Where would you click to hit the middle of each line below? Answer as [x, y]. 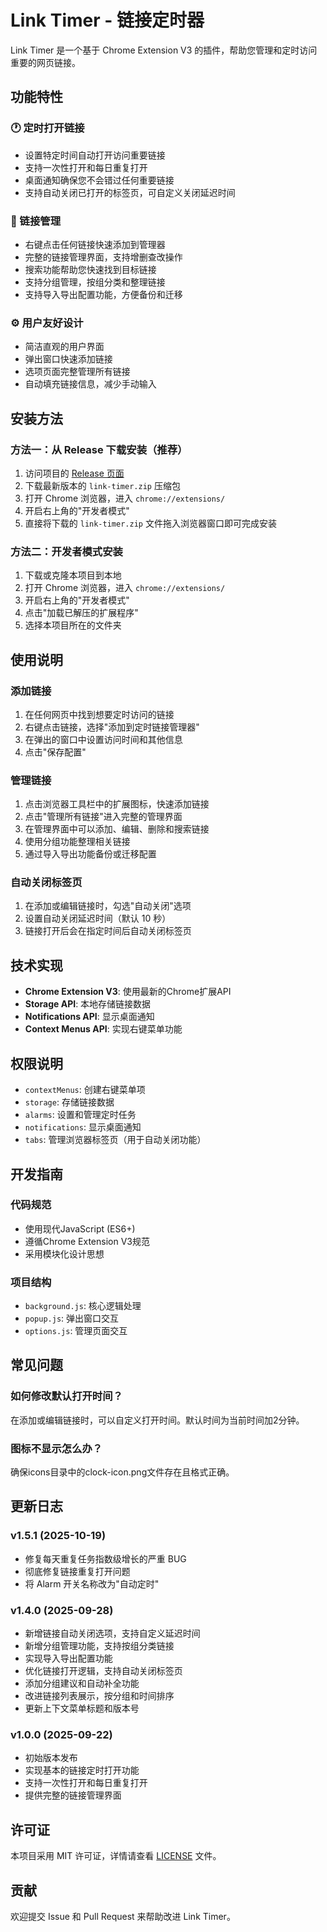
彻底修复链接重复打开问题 [77, 1571]
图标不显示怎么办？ [56, 1448]
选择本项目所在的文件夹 [73, 625]
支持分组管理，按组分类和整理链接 [95, 282]
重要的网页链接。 [45, 62]
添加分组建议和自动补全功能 [82, 1683]
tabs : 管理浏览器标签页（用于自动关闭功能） [115, 1140]
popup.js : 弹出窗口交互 [72, 1318]
